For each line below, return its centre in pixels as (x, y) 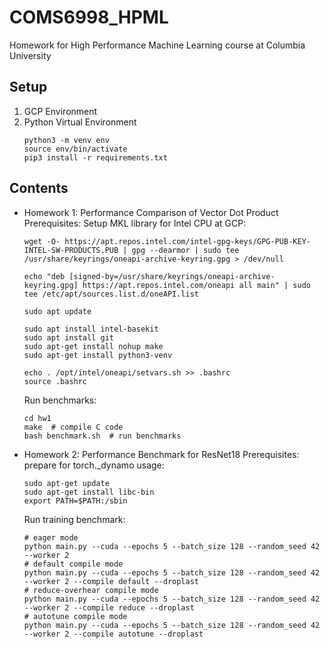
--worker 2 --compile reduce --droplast (109, 607)
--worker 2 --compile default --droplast (111, 581)
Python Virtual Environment (80, 122)
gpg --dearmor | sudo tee (185, 250)
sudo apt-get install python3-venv (98, 355)
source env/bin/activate (75, 149)
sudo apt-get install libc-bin (89, 492)
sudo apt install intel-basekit (91, 329)
